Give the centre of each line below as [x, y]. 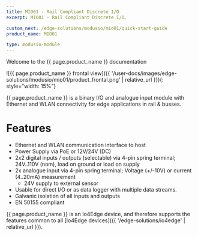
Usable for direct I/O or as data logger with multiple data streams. [96, 190]
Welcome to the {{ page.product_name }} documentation [76, 62]
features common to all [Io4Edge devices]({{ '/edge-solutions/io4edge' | [96, 220]
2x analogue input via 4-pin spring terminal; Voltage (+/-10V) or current [103, 171]
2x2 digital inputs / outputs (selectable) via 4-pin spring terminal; [95, 158]
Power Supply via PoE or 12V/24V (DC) [63, 151]
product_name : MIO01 [32, 34]
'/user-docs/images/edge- [144, 73]
